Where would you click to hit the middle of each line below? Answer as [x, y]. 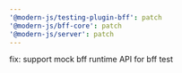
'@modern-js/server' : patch [62, 34]
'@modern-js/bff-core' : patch [66, 26]
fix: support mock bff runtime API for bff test [91, 60]
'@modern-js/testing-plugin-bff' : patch [86, 17]
